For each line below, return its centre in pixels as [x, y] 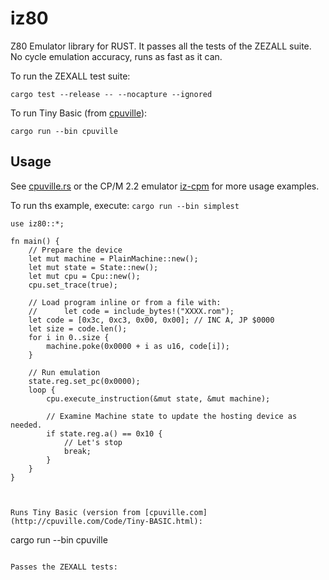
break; [77, 451]
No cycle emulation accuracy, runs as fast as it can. [116, 56]
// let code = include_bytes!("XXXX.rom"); [131, 311]
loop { [42, 390]
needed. [26, 425]
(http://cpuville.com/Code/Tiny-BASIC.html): [106, 521]
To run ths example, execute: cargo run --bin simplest [125, 205]
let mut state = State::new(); [93, 267]
